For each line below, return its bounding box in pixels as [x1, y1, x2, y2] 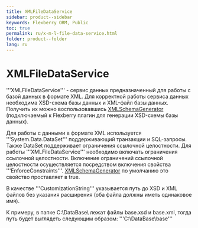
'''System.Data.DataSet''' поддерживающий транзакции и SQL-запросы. [6, 135, 187, 142]
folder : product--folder [6, 36, 67, 42]
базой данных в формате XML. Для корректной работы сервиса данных [6, 93, 189, 100]
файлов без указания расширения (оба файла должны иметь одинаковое [6, 191, 192, 198]
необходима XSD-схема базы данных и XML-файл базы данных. [6, 99, 168, 106]
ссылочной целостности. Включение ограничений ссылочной [6, 154, 164, 161]
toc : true [6, 25, 31, 31]
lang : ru [6, 42, 28, 48]
